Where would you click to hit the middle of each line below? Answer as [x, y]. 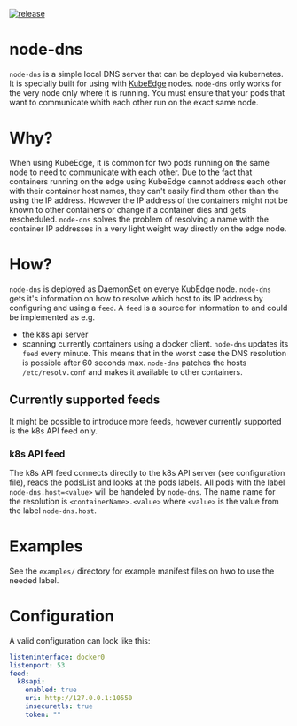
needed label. [34, 580]
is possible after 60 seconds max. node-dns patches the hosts [134, 363]
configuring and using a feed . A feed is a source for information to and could [148, 308]
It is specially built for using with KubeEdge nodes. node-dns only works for [145, 83]
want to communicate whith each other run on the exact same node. [134, 102]
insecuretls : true [59, 706]
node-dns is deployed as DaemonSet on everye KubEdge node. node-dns [141, 289]
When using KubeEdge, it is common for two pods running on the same [140, 162]
